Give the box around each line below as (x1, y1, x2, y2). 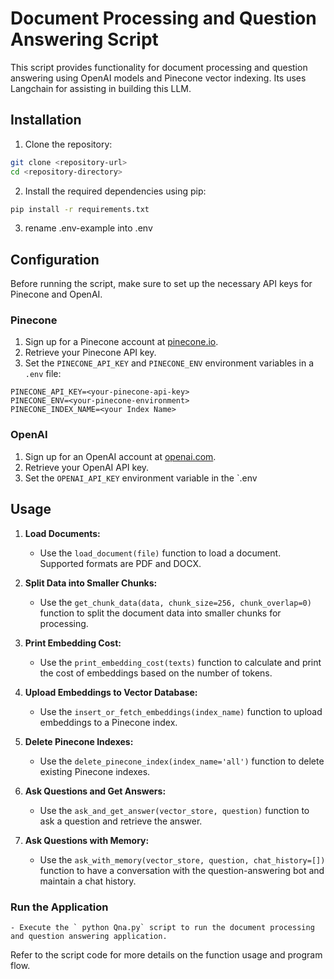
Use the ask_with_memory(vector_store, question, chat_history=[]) (39, 853, 326, 866)
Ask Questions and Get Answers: (24, 785, 167, 797)
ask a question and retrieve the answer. (39, 815, 203, 827)
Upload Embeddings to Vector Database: (24, 686, 198, 698)
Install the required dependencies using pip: (24, 185, 207, 197)
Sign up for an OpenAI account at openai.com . (24, 450, 217, 462)
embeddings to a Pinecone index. (39, 716, 178, 728)
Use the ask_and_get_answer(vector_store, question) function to (39, 804, 310, 816)
